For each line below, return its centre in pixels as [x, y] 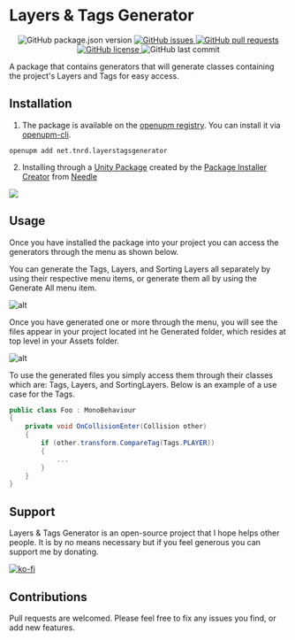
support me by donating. [54, 552]
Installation [41, 104]
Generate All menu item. [53, 288]
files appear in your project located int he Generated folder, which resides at [148, 331]
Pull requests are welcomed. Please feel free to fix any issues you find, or [143, 618]
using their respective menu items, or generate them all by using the [133, 278]
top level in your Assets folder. [64, 341]
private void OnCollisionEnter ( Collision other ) [116, 427]
